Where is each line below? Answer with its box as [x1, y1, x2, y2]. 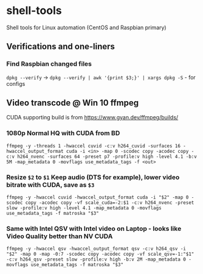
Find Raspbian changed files [6, 60, 92, 68]
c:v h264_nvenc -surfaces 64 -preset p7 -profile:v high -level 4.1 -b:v [6, 153, 198, 160]
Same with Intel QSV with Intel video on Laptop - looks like [6, 224, 182, 233]
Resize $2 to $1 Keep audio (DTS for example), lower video [6, 173, 180, 181]
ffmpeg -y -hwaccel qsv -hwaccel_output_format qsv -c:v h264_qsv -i [6, 246, 187, 252]
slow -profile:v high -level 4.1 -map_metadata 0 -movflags [6, 205, 162, 211]
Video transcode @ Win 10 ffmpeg [6, 98, 139, 108]
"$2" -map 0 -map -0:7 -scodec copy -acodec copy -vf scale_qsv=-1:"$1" [6, 251, 194, 258]
